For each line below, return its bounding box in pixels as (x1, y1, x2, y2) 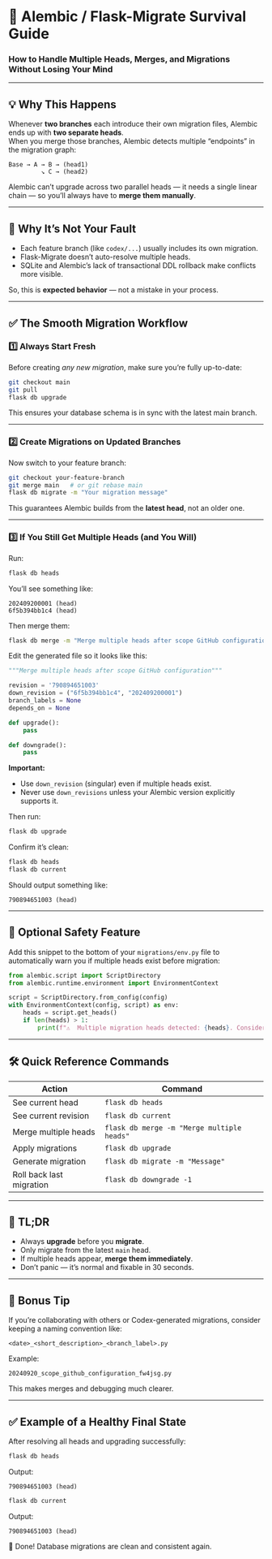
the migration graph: (8, 145, 77, 155)
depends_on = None (8, 704, 70, 712)
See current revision (12, 1110, 90, 1121)
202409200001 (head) (8, 599, 79, 607)
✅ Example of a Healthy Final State (8, 1414, 187, 1428)
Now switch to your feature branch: (8, 458, 127, 468)
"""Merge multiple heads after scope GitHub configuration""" (8, 667, 223, 675)
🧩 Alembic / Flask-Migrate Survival (8, 7, 247, 26)
